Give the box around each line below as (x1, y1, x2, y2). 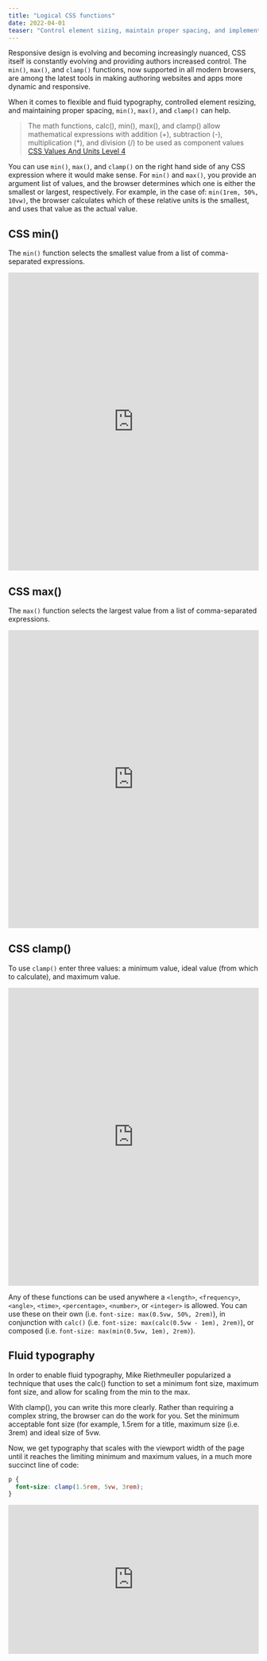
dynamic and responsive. (8, 82, 91, 91)
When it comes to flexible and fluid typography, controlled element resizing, (8, 97, 257, 107)
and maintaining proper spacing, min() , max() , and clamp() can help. (8, 106, 231, 115)
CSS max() (8, 585, 62, 598)
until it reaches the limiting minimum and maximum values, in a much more (8, 1451, 253, 1461)
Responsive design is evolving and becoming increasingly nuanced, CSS (8, 48, 246, 58)
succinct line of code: (8, 1460, 79, 1469)
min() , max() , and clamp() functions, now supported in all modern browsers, (8, 65, 257, 75)
